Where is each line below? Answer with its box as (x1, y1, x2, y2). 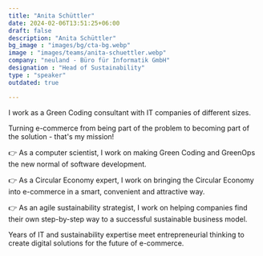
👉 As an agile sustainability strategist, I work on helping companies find (8, 202, 248, 212)
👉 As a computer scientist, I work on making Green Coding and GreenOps (8, 147, 256, 157)
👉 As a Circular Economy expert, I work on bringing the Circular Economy (8, 175, 254, 185)
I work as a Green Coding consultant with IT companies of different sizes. (8, 107, 251, 117)
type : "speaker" (8, 71, 67, 79)
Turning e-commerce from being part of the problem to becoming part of (8, 123, 250, 133)
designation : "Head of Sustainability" (8, 64, 146, 72)
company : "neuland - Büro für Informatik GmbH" (8, 57, 171, 65)
